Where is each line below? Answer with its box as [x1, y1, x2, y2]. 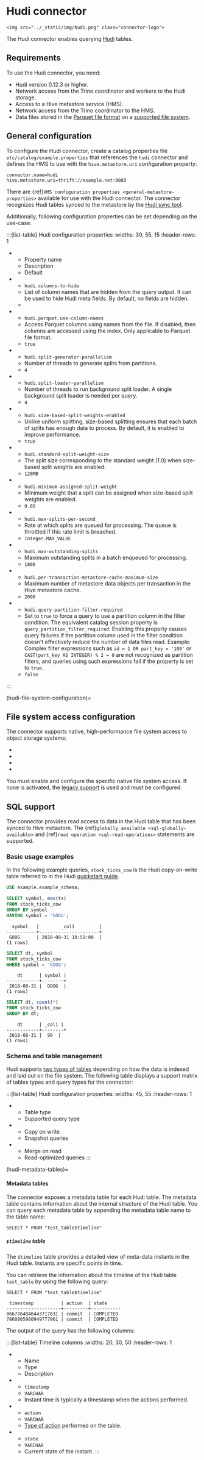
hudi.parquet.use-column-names [24, 315, 104, 321]
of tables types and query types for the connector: [6, 1078, 133, 1086]
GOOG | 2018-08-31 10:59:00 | [9, 934, 102, 940]
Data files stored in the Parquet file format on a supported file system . [15, 113, 191, 120]
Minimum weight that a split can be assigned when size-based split [24, 489, 193, 496]
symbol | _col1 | [12, 923, 102, 929]
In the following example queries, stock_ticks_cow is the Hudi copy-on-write [6, 866, 198, 873]
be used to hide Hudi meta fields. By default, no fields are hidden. [24, 295, 189, 302]
